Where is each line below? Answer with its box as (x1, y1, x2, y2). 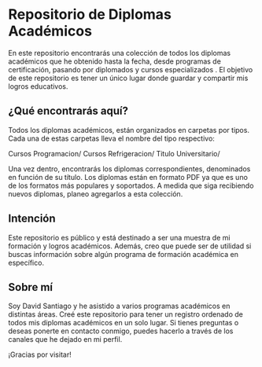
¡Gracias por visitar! (8, 350, 72, 359)
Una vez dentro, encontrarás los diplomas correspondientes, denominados (8, 163, 251, 174)
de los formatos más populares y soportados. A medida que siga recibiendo (8, 181, 254, 190)
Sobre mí (8, 281, 54, 294)
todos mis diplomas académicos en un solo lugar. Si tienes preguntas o (8, 318, 239, 328)
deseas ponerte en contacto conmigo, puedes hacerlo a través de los (8, 326, 234, 336)
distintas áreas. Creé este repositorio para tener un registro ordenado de (8, 310, 244, 319)
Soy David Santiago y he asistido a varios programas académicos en (8, 301, 231, 311)
